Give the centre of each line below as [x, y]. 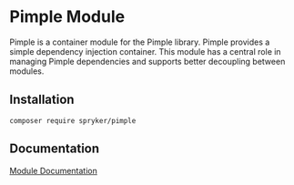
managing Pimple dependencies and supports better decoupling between [147, 61]
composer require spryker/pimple [73, 120]
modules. [27, 71]
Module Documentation [53, 170]
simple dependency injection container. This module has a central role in [145, 51]
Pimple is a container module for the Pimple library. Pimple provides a [140, 42]
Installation [42, 100]
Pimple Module [67, 17]
